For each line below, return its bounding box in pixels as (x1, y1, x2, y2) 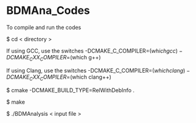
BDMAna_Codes (6, 4, 90, 18)
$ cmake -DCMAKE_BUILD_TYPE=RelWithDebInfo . (6, 86, 135, 94)
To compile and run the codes (6, 24, 82, 31)
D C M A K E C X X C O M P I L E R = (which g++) (6, 53, 102, 62)
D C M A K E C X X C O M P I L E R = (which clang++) (6, 73, 111, 82)
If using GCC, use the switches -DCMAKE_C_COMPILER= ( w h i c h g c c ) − (6, 47, 183, 55)
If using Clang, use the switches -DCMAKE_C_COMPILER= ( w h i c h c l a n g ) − (6, 67, 191, 74)
